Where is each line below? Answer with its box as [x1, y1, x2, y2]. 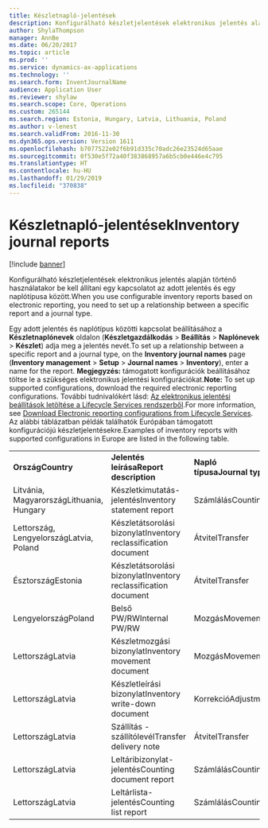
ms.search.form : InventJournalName [9, 78, 127, 86]
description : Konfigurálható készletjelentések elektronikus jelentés [9, 19, 248, 27]
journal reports [9, 232, 110, 251]
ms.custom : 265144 [9, 108, 70, 116]
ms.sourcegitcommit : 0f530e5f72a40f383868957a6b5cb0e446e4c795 [9, 152, 223, 160]
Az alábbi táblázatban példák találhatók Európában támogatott [9, 417, 213, 426]
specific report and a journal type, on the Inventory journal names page [9, 349, 246, 359]
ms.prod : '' [9, 56, 49, 64]
